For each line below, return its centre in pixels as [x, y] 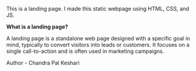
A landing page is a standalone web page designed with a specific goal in [98, 38]
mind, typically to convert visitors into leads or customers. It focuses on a [98, 45]
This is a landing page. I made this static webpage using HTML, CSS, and [98, 9]
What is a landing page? [37, 27]
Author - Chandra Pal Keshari [43, 63]
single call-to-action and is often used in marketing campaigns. [85, 51]
